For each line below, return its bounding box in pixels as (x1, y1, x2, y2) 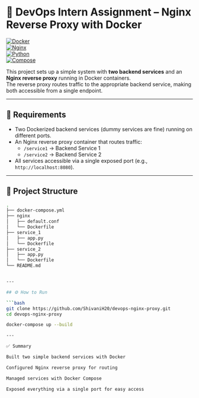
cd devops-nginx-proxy (6, 311, 62, 317)
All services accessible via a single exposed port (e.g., (14, 157, 148, 164)
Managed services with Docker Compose (6, 375, 102, 381)
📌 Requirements (6, 110, 66, 120)
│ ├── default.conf (6, 219, 60, 225)
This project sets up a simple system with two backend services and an (6, 68, 182, 75)
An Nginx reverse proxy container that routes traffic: (14, 138, 142, 145)
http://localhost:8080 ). (14, 163, 75, 170)
